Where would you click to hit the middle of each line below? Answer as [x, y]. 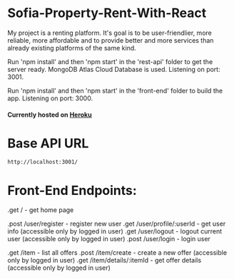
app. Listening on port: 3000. [50, 98]
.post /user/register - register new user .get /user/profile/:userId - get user [117, 224]
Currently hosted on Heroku [50, 115]
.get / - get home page [41, 210]
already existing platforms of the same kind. [72, 48]
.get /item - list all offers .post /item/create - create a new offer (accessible [117, 253]
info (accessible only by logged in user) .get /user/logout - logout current [115, 231]
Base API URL [48, 143]
